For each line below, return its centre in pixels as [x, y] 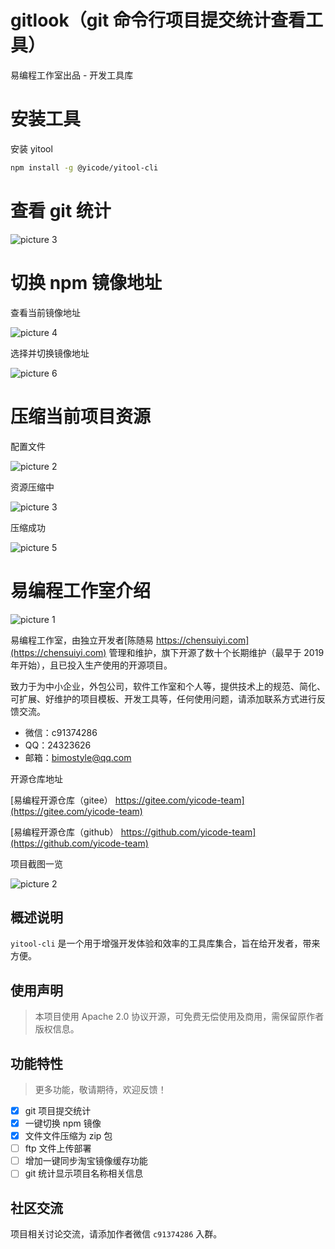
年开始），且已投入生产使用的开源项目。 [91, 665]
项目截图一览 [36, 863]
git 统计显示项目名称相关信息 [84, 1173]
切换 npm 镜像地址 [86, 282]
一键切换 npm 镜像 [63, 1123]
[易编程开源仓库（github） [64, 832]
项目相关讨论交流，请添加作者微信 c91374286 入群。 [116, 1234]
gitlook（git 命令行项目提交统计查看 [158, 20]
